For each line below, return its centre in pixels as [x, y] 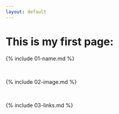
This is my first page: [60, 41]
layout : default [26, 12]
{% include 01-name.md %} [40, 59]
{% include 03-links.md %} [40, 105]
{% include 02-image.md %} [41, 81]
